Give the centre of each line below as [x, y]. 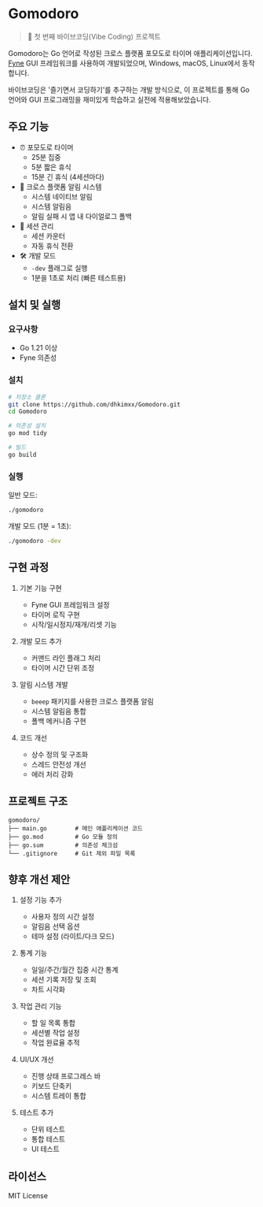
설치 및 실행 [35, 305]
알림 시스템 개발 [44, 684]
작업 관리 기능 [40, 1006]
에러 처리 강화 [52, 774]
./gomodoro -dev [35, 541]
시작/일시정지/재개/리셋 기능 [74, 624]
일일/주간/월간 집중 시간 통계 [75, 970]
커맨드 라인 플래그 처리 [66, 658]
